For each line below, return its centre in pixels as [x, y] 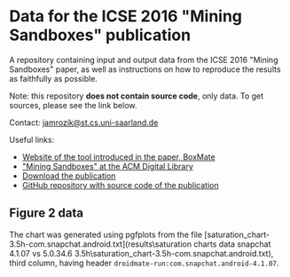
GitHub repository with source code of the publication [120, 185]
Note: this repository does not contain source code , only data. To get [137, 96]
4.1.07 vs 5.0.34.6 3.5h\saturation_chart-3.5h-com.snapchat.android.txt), [141, 253]
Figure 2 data [47, 214]
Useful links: [32, 139]
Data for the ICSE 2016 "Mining [125, 16]
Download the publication [69, 176]
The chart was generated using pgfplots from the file [106, 234]
